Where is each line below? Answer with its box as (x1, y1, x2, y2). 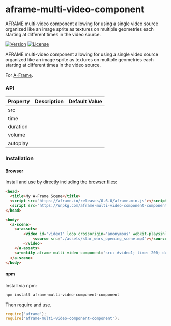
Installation (5, 155, 34, 162)
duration (8, 123, 28, 130)
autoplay (8, 139, 29, 147)
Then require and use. (5, 301, 52, 308)
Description (35, 98, 64, 105)
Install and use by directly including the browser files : (5, 179, 117, 185)
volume (8, 131, 25, 138)
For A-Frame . (5, 72, 33, 78)
